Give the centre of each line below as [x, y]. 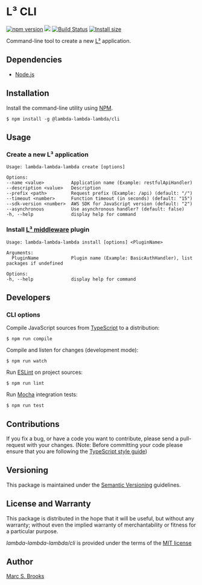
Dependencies [34, 60]
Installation [28, 93]
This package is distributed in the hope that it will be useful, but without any [100, 518]
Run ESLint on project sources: [45, 372]
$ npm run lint [25, 384]
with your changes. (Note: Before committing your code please [105, 445]
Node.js [25, 74]
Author [20, 562]
